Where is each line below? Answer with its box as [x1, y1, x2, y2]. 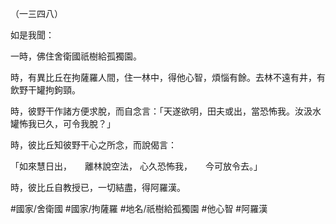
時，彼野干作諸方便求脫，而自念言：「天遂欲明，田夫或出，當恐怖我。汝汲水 [10, 105, 322, 117]
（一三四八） [10, 8, 63, 19]
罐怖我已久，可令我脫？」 [10, 118, 116, 129]
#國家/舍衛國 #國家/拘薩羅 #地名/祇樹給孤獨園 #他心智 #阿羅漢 [10, 203, 268, 214]
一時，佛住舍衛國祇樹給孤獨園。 [10, 50, 142, 62]
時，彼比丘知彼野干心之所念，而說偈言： [10, 139, 177, 151]
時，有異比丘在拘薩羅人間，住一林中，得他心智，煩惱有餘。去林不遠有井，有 [10, 72, 326, 83]
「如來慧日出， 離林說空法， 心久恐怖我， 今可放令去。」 [10, 160, 263, 172]
